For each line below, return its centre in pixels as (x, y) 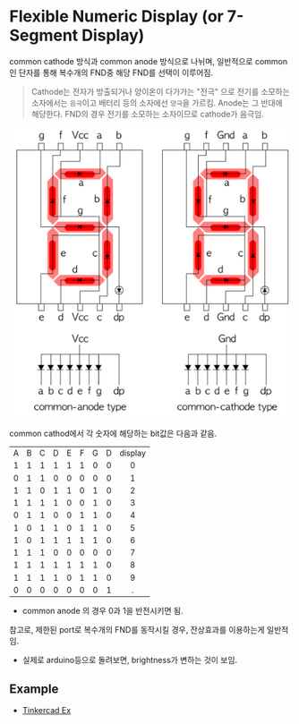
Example (34, 689)
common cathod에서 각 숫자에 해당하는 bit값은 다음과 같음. (113, 434)
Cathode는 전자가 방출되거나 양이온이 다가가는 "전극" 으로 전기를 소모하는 (161, 91)
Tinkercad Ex (47, 711)
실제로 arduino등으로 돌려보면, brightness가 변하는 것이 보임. (130, 660)
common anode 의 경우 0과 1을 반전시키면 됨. (103, 611)
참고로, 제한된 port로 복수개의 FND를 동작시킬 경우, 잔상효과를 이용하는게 (137, 630)
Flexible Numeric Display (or (116, 17)
